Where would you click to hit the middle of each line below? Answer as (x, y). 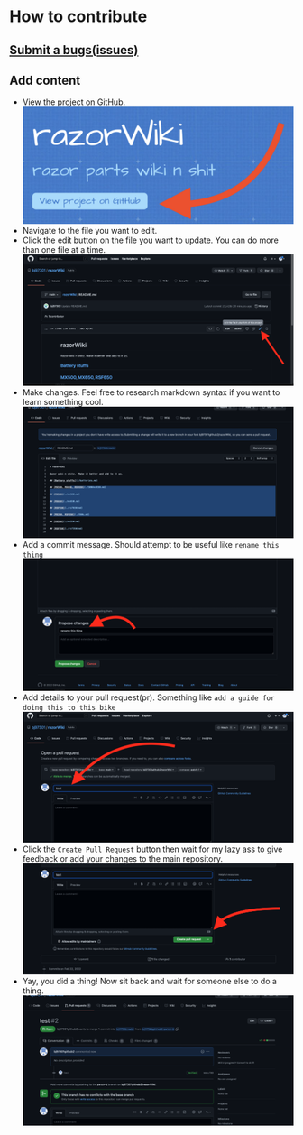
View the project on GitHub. (74, 102)
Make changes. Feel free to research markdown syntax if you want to (151, 392)
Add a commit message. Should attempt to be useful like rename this (151, 545)
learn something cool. (63, 401)
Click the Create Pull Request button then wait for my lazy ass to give (152, 849)
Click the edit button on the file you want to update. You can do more (151, 240)
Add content (45, 80)
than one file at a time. (64, 249)
